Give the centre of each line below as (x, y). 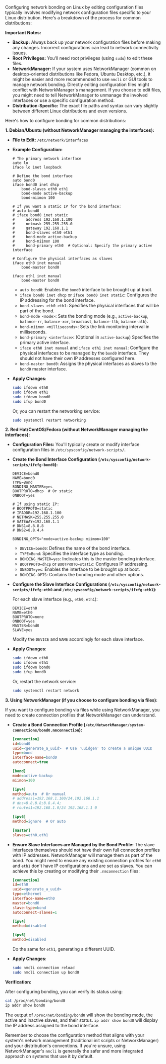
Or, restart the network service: (44, 681)
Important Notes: (23, 33)
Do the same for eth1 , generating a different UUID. (64, 949)
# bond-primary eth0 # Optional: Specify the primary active (82, 246)
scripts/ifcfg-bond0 (33, 465)
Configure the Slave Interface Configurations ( (61, 584)
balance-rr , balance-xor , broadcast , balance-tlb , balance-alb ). (84, 321)
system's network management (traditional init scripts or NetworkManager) (82, 1040)
